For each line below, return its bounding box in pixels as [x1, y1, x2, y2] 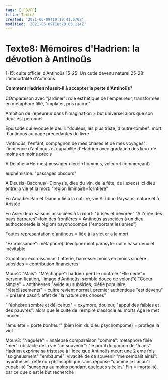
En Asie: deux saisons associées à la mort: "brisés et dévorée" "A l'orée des [5, 211, 162, 217]
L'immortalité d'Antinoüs [5, 76, 55, 82]
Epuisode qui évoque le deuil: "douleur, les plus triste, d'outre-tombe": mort [5, 125, 162, 131]
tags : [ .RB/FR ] [5, 7, 37, 13]
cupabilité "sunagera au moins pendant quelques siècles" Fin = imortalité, [5, 364, 158, 370]
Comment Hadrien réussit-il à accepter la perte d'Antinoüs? [5, 85, 133, 91]
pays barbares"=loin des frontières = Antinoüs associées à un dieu [5, 216, 144, 222]
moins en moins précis [5, 151, 52, 157]
